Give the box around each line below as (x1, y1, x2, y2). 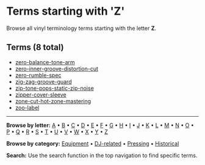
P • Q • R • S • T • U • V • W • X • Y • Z (6, 128, 108, 135)
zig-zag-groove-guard (15, 78, 72, 85)
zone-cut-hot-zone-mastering (15, 97, 92, 105)
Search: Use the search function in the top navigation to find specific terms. (6, 152, 198, 159)
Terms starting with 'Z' (6, 4, 125, 18)
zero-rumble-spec (15, 71, 62, 79)
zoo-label (15, 104, 40, 111)
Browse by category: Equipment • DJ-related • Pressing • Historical (6, 139, 179, 147)
